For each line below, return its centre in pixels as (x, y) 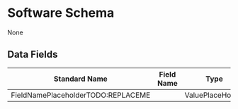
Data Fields (33, 54)
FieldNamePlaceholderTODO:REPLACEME (81, 95)
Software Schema (61, 13)
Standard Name (80, 79)
